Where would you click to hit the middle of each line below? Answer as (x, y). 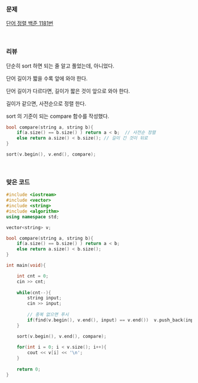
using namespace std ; (33, 217)
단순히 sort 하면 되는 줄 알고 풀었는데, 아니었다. (60, 66)
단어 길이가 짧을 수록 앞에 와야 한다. (47, 78)
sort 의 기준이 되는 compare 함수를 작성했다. (58, 116)
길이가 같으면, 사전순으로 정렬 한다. (46, 103)
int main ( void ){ (26, 265)
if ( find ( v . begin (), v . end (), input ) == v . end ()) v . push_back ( (107, 320)
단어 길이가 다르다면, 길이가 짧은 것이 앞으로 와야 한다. (68, 91)
